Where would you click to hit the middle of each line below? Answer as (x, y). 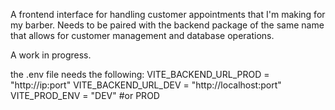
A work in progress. (51, 55)
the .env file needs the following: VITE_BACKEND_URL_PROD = (140, 74)
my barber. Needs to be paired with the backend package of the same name (167, 25)
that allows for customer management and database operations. (142, 35)
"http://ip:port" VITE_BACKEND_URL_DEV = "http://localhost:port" (146, 85)
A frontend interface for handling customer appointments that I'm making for (168, 14)
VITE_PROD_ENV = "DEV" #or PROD (85, 95)
